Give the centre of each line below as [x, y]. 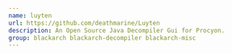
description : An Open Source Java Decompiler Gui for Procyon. [117, 30]
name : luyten [30, 15]
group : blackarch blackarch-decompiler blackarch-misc [102, 38]
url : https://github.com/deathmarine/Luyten [84, 23]
